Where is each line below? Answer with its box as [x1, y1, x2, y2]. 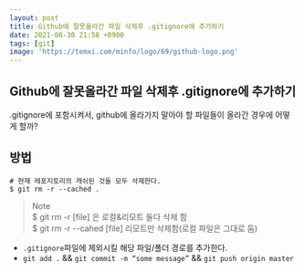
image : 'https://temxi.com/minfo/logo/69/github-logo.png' [9, 47, 239, 57]
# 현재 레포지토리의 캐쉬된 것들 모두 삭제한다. [9, 176, 162, 185]
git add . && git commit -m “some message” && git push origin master [22, 252, 295, 263]
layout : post [9, 13, 59, 23]
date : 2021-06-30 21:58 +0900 [9, 30, 125, 39]
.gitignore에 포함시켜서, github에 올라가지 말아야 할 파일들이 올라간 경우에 [9, 109, 274, 120]
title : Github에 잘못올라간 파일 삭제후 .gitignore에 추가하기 [9, 22, 225, 31]
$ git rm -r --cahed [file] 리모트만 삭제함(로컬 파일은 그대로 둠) [31, 223, 258, 234]
